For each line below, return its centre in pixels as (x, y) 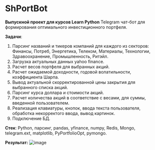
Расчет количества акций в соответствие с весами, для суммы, (79, 97)
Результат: (17, 142)
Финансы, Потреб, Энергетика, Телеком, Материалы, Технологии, (81, 51)
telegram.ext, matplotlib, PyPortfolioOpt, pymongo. (56, 133)
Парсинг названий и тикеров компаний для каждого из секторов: (81, 46)
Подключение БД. (31, 118)
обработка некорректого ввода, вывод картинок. (64, 113)
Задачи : (14, 37)
